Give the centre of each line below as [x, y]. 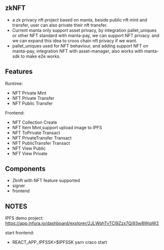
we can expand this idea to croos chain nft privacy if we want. [75, 41]
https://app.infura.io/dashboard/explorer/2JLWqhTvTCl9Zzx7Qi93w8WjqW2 [82, 223]
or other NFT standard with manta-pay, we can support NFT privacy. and [86, 35]
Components [25, 169]
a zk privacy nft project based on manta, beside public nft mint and [80, 20]
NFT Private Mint [29, 93]
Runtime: [14, 83]
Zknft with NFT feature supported [46, 181]
